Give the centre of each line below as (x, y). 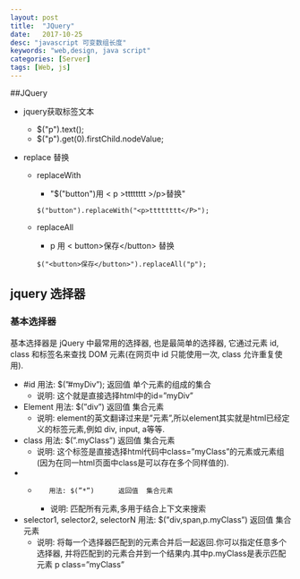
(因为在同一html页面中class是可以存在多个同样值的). (133, 463)
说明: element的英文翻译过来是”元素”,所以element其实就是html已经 (159, 418)
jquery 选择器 (48, 294)
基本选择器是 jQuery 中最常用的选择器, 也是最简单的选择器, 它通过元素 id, (145, 343)
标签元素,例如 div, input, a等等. (108, 429)
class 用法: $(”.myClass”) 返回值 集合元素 (99, 440)
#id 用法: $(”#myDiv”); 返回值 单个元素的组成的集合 (117, 384)
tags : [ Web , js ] (40, 68)
